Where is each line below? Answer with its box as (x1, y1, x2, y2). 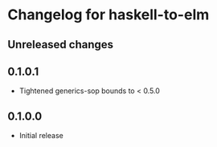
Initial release (18, 131, 63, 141)
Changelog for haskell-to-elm (7, 6, 210, 24)
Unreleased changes (7, 38, 114, 51)
